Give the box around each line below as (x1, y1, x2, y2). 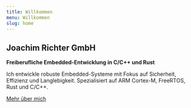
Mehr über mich (6, 95, 47, 103)
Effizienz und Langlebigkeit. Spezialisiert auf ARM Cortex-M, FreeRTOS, (6, 77, 186, 84)
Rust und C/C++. (6, 83, 49, 91)
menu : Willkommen (6, 15, 50, 21)
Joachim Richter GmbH (6, 42, 96, 53)
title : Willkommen (6, 8, 53, 15)
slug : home (6, 20, 34, 26)
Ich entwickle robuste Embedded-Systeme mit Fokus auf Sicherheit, (6, 70, 176, 78)
